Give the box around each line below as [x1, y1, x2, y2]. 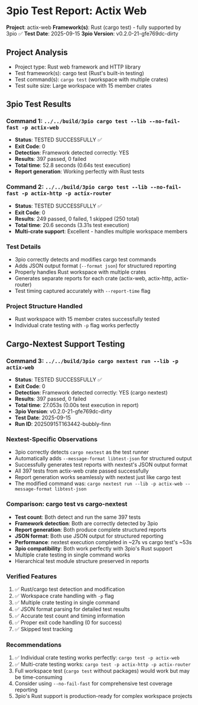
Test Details [6, 242, 41, 251]
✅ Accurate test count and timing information [14, 612, 125, 619]
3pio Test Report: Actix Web [6, 4, 147, 18]
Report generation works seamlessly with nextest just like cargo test [14, 474, 181, 481]
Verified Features [6, 572, 57, 580]
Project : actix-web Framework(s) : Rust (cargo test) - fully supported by [6, 24, 181, 31]
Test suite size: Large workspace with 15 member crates [14, 82, 152, 89]
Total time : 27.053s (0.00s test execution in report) [14, 402, 139, 409]
